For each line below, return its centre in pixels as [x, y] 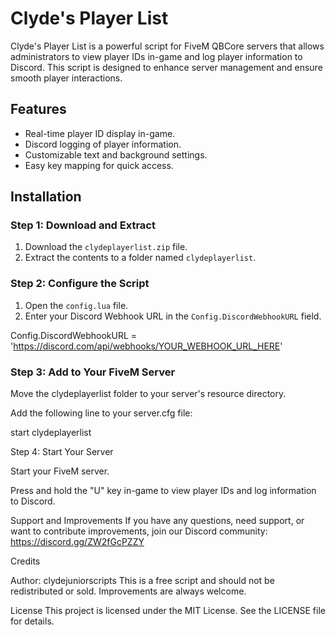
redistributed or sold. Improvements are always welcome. [128, 591]
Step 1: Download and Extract [83, 225]
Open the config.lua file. [76, 305]
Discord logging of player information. [103, 144]
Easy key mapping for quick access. [99, 165]
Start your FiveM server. [60, 471]
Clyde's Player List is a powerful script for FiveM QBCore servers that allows [167, 46]
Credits [25, 561]
